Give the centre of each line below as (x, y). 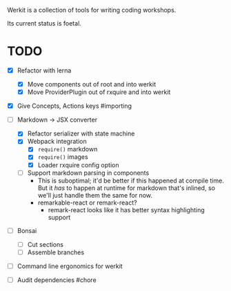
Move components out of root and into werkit (92, 84)
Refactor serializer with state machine (81, 133)
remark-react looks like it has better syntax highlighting (126, 209)
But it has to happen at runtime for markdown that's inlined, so (127, 188)
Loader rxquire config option (78, 165)
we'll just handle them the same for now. (95, 195)
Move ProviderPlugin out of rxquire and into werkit (99, 92)
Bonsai (27, 230)
